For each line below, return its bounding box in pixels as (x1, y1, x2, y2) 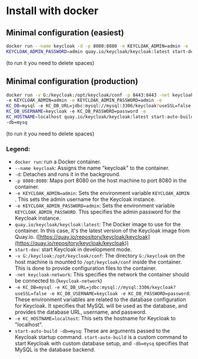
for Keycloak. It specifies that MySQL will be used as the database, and (14, 302, 187, 309)
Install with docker (6, 4, 99, 18)
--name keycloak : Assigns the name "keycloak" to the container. (14, 164, 170, 172)
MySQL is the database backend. (14, 346, 95, 353)
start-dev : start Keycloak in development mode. (14, 246, 132, 253)
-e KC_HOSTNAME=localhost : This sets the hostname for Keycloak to (14, 315, 176, 322)
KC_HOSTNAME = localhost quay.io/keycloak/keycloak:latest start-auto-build (6, 114, 194, 120)
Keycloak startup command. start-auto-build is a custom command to (14, 334, 187, 341)
